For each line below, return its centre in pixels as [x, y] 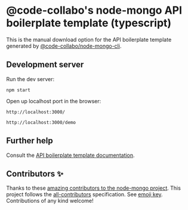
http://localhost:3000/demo [41, 122]
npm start [19, 90]
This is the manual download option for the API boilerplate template [89, 39]
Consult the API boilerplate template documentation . [71, 155]
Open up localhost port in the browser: [54, 101]
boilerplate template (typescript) [89, 23]
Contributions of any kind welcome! [50, 201]
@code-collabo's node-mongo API [94, 10]
